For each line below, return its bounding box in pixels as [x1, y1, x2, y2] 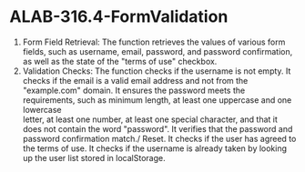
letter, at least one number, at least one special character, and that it [22, 114, 278, 125]
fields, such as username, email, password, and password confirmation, [22, 46, 293, 56]
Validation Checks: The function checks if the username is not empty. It [22, 66, 291, 76]
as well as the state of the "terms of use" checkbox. [22, 56, 218, 66]
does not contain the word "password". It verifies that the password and [22, 123, 293, 134]
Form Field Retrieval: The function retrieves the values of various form [22, 36, 286, 47]
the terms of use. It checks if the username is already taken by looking [22, 143, 288, 154]
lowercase [22, 104, 62, 115]
